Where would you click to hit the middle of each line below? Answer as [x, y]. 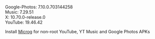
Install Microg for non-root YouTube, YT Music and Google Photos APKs [77, 32]
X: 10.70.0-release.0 [25, 17]
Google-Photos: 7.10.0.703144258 [39, 7]
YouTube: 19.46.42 [24, 22]
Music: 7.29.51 [19, 12]
